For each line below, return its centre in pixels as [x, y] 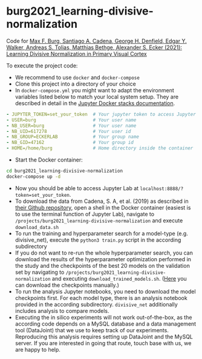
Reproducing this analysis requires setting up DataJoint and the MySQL [104, 337]
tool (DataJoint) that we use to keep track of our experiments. [92, 330]
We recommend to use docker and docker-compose [77, 77]
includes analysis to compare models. [62, 310]
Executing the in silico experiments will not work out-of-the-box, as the [103, 317]
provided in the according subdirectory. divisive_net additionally [96, 304]
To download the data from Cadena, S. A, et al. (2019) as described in [102, 201]
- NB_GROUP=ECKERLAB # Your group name [73, 137]
